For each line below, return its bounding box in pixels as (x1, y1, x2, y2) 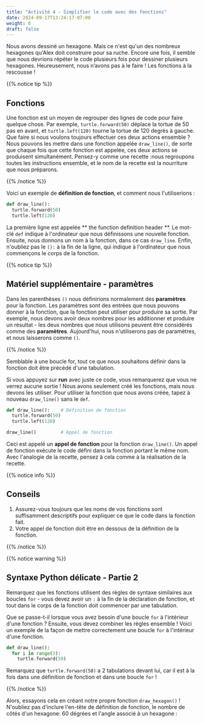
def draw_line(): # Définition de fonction (6, 407, 126, 413)
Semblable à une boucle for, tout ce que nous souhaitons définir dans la (6, 358, 186, 365)
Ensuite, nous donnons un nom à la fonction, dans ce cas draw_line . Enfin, (6, 236, 192, 244)
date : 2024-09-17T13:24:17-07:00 (6, 15, 91, 21)
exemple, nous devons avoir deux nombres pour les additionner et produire (6, 314, 195, 322)
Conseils (6, 489, 41, 499)
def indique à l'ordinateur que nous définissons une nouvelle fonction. (15, 230, 190, 238)
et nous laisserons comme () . (6, 334, 81, 341)
